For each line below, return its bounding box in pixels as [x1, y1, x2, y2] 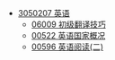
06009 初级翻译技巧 [31, 19, 106, 30]
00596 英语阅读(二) [31, 41, 104, 52]
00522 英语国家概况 [31, 30, 106, 40]
